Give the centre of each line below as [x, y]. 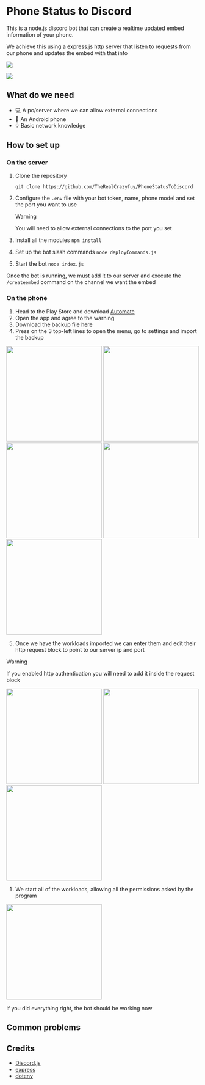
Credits [21, 1048]
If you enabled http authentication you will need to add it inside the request [100, 673]
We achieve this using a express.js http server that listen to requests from [99, 46]
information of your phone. [40, 34]
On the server [27, 163]
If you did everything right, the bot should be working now [79, 1008]
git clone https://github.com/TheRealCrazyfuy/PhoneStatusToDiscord [104, 187]
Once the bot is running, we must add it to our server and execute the [94, 276]
